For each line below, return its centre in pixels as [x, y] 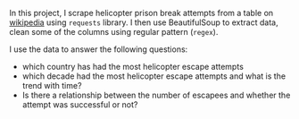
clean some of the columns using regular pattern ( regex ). [114, 32]
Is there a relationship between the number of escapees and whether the [156, 95]
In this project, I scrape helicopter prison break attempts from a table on [141, 13]
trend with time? [52, 85]
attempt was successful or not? [80, 105]
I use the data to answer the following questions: [99, 49]
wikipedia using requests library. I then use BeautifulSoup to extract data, [144, 22]
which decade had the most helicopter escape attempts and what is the [154, 76]
